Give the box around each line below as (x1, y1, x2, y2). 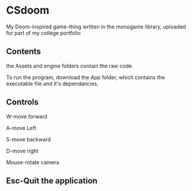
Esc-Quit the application (6, 176, 97, 186)
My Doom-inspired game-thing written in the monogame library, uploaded (6, 23, 186, 30)
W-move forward (6, 113, 48, 120)
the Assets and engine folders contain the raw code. (6, 62, 134, 69)
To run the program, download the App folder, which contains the (6, 73, 165, 80)
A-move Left (6, 124, 37, 131)
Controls (6, 97, 39, 107)
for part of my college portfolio (6, 29, 81, 36)
